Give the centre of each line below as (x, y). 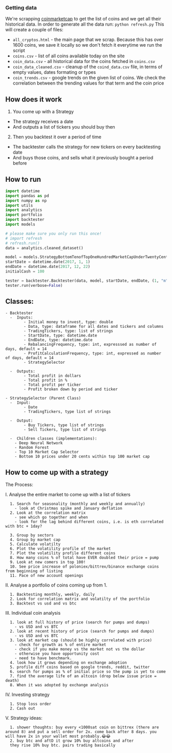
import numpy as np (26, 201)
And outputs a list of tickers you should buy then (64, 127)
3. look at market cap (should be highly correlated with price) (81, 640)
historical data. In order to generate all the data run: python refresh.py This (85, 24)
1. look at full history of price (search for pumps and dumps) (80, 622)
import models (20, 224)
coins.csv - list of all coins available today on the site (69, 56)
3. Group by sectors (32, 535)
